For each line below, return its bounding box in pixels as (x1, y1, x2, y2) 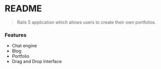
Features (4, 32, 27, 38)
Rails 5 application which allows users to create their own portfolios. (16, 19, 157, 25)
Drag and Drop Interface (11, 59, 62, 65)
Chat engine (11, 43, 37, 49)
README (4, 3, 42, 14)
